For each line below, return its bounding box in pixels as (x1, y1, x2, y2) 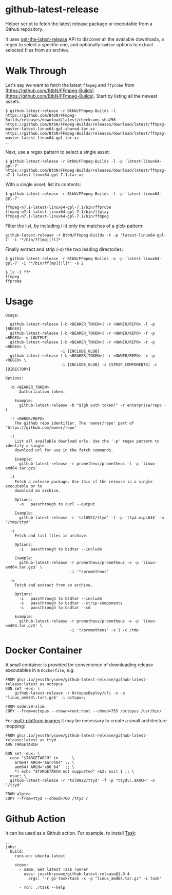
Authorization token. (18, 389, 66, 394)
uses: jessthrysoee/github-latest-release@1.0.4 (24, 871, 130, 876)
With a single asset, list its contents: (5, 181, 81, 187)
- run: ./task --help (18, 885, 66, 890)
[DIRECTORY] (5, 367, 31, 372)
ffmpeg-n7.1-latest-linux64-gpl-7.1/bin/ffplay (5, 209, 109, 214)
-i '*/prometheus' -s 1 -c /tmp (69, 627, 139, 633)
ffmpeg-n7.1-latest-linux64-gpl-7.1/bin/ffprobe (5, 205, 111, 210)
